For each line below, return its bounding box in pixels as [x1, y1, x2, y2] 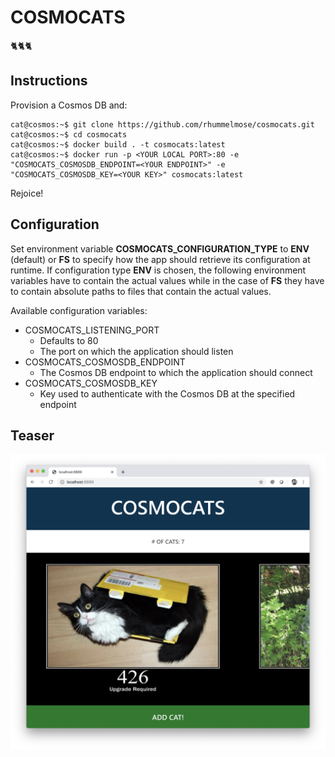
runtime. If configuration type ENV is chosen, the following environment [10, 264, 307, 276]
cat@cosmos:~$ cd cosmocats [10, 129, 128, 140]
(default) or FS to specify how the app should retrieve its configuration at [10, 253, 311, 265]
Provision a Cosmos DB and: [10, 99, 128, 111]
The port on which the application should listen [39, 345, 234, 357]
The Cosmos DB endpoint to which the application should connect [39, 366, 313, 378]
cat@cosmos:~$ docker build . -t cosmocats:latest [10, 139, 226, 150]
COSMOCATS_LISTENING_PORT [24, 324, 160, 336]
